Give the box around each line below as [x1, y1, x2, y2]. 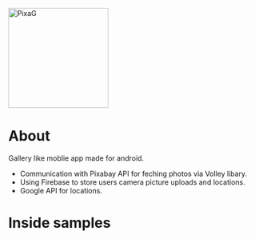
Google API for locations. [19, 185, 102, 195]
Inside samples [8, 214, 111, 232]
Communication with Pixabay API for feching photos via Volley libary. [19, 169, 248, 178]
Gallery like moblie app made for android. [8, 153, 145, 163]
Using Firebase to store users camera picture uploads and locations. [19, 177, 245, 187]
